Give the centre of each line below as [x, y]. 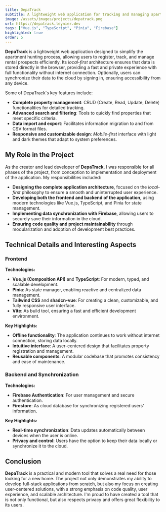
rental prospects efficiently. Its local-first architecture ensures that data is [80, 62]
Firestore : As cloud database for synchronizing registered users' [78, 405]
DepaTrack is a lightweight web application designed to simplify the [74, 51]
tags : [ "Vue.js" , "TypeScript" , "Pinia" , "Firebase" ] [62, 28]
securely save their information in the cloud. [57, 218]
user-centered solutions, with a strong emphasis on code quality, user [76, 489]
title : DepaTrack [23, 10]
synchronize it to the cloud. [40, 446]
